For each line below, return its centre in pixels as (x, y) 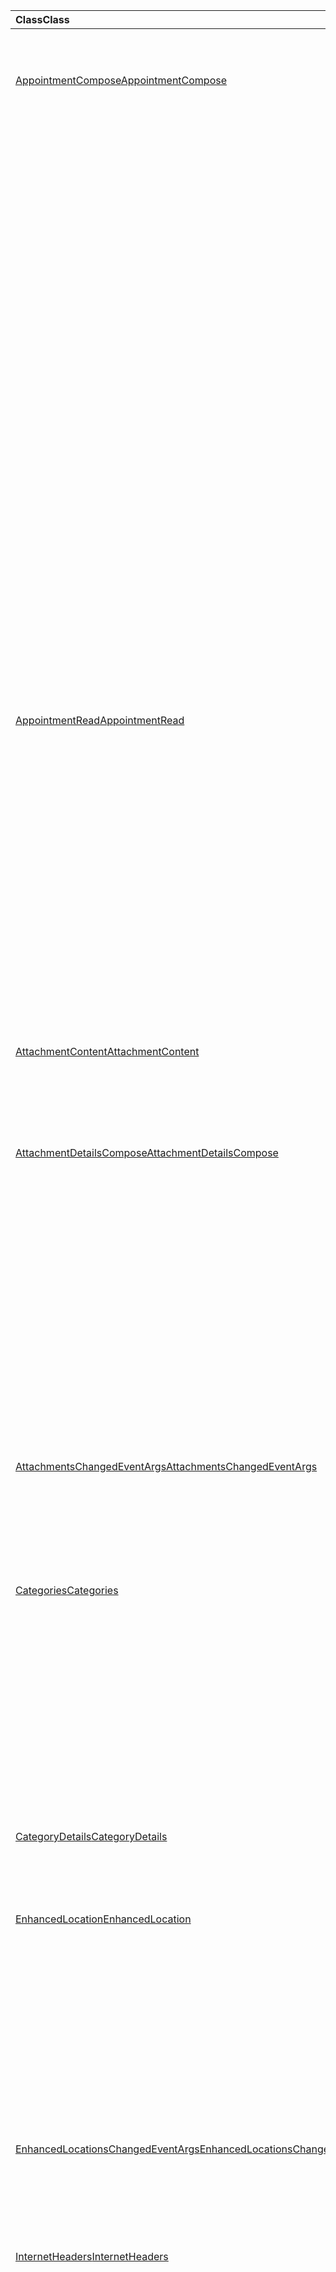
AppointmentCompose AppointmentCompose (121, 80)
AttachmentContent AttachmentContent (107, 1051)
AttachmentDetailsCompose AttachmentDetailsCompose (147, 1152)
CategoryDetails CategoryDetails (91, 1836)
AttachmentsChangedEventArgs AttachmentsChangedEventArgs (166, 1466)
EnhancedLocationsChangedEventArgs (107, 2149)
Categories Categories (67, 1590)
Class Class (42, 19)
